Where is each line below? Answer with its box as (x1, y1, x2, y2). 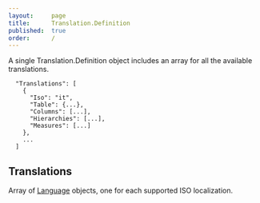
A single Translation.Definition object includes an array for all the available (8, 56, 253, 66)
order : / (8, 34, 56, 42)
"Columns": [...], (29, 108, 91, 116)
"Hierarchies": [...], (29, 115, 106, 123)
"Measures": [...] (29, 121, 91, 130)
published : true (8, 26, 66, 34)
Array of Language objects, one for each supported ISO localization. (8, 185, 234, 196)
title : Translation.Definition (8, 19, 130, 27)
